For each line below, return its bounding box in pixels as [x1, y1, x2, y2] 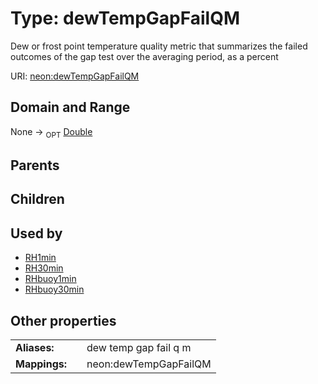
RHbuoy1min [24, 273, 77, 285]
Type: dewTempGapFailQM [10, 7, 240, 30]
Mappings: [15, 357, 68, 371]
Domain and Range [10, 99, 131, 116]
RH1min [24, 252, 57, 264]
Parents [10, 157, 60, 174]
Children [10, 191, 65, 208]
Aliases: [15, 340, 55, 354]
